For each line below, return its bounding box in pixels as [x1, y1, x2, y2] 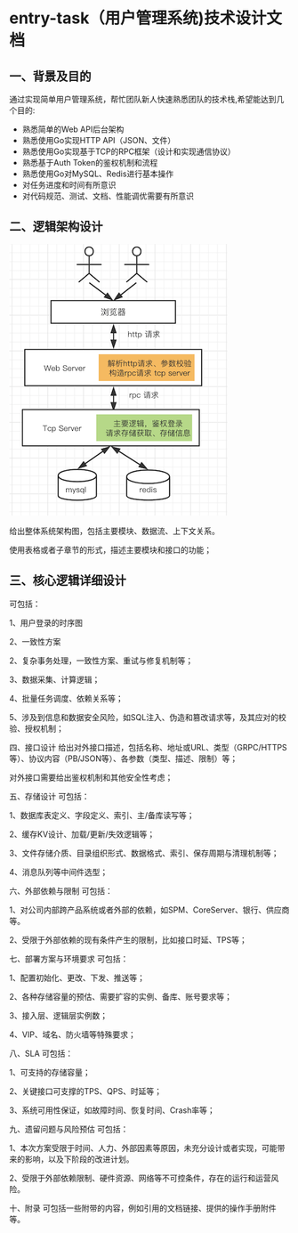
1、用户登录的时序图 [9, 617, 83, 628]
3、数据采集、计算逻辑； [9, 674, 101, 685]
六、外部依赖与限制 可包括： [9, 885, 113, 896]
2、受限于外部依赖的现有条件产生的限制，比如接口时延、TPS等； [9, 934, 247, 945]
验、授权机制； [9, 723, 64, 734]
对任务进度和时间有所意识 [21, 180, 117, 190]
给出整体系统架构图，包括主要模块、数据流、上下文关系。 [9, 525, 220, 536]
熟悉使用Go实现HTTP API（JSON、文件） [21, 135, 176, 145]
